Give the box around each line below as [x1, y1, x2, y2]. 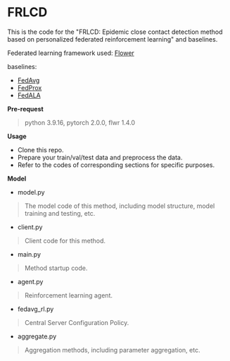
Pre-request [7, 104, 44, 113]
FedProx [17, 83, 42, 92]
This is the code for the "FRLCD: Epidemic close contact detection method [7, 27, 223, 36]
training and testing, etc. [24, 209, 96, 217]
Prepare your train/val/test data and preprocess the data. [17, 153, 183, 161]
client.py [17, 223, 43, 231]
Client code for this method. [24, 236, 106, 245]
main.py [17, 250, 41, 258]
